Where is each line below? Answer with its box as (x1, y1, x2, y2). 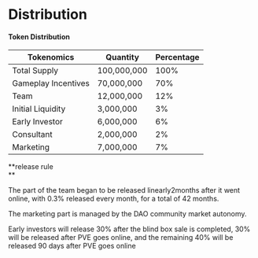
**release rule (8, 162, 53, 171)
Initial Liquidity (12, 104, 66, 115)
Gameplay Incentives (12, 78, 90, 89)
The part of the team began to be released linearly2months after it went (8, 186, 241, 195)
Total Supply (12, 65, 59, 76)
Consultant (12, 129, 53, 140)
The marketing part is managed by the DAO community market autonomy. (8, 209, 247, 219)
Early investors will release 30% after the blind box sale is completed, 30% (8, 224, 251, 234)
